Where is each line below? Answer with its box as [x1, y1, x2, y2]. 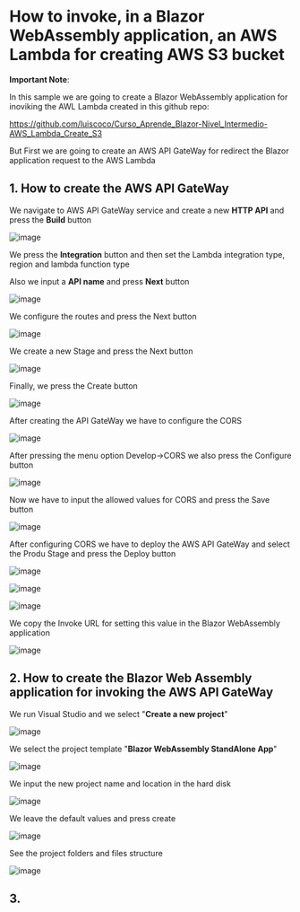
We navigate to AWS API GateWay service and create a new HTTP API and [9, 205, 285, 215]
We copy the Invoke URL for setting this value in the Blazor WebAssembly [9, 618, 280, 628]
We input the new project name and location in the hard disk [9, 778, 231, 789]
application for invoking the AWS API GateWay [9, 685, 274, 700]
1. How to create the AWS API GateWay [9, 181, 230, 197]
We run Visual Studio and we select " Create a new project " [9, 708, 228, 719]
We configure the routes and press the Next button [9, 311, 197, 321]
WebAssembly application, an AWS [9, 25, 278, 46]
